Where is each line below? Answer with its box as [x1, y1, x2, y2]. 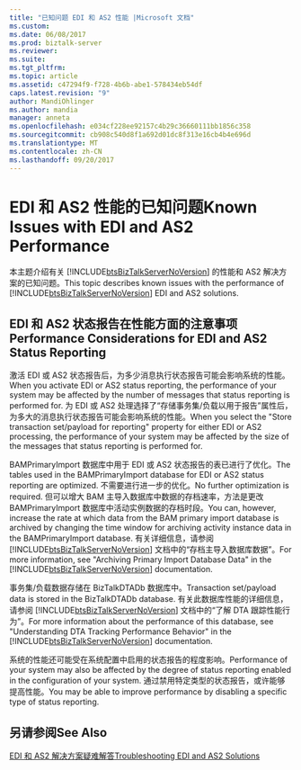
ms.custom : [9, 22, 50, 31]
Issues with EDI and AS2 [9, 217, 194, 237]
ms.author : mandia [9, 105, 78, 114]
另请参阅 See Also [9, 725, 108, 740]
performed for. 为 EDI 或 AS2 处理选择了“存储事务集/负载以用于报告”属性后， [9, 400, 293, 411]
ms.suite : [9, 55, 47, 64]
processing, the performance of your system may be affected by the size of [9, 431, 289, 442]
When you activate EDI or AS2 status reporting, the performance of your [9, 380, 277, 391]
